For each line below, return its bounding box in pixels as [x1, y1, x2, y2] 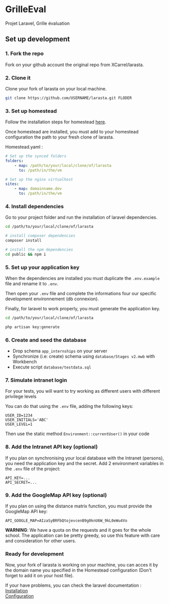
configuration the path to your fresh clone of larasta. [5, 134, 115, 140]
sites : [5, 181, 19, 187]
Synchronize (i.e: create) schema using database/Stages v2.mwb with [12, 353, 155, 359]
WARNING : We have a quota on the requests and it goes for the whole [5, 527, 151, 533]
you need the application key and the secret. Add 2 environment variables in [5, 460, 164, 466]
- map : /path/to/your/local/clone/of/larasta [14, 163, 112, 168]
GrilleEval [5, 4, 46, 15]
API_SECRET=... [5, 480, 37, 485]
